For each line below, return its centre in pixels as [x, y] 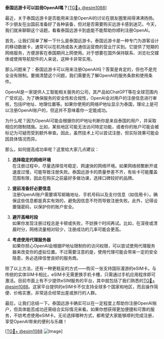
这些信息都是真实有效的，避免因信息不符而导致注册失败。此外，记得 [85, 201]
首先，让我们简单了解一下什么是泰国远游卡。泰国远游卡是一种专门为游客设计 [82, 41]
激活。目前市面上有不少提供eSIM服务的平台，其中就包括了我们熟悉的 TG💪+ [80, 281]
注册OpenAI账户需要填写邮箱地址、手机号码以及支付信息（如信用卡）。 [83, 194]
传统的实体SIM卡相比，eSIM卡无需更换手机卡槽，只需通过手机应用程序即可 [80, 275]
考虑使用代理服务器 [31, 240]
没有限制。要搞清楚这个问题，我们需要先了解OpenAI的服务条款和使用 [79, 75]
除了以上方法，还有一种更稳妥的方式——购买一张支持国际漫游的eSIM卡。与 [81, 268]
